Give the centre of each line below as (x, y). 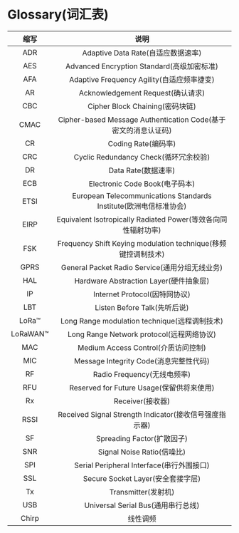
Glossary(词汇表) (58, 15)
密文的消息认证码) (142, 130)
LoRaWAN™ (30, 333)
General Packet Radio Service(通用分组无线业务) (142, 267)
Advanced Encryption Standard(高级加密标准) (142, 66)
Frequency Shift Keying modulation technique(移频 (142, 243)
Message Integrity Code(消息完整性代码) (142, 361)
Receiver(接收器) (142, 401)
